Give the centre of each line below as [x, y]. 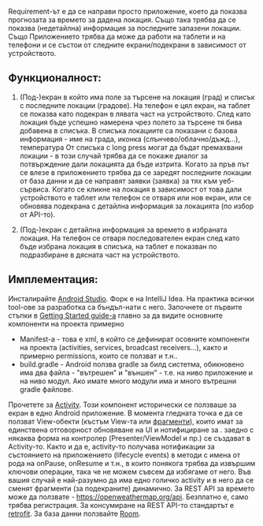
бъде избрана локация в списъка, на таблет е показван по [118, 246]
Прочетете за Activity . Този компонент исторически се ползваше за [122, 405]
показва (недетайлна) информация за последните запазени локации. [125, 28]
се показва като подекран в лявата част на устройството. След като [135, 114]
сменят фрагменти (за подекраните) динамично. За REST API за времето [131, 488]
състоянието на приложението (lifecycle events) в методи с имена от [124, 455]
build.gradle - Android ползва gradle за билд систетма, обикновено [131, 364]
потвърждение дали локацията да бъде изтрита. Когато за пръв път [134, 164]
